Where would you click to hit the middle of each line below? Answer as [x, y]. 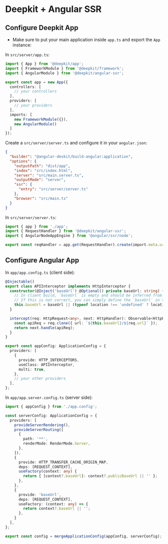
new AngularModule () [35, 124]
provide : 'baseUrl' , [40, 494]
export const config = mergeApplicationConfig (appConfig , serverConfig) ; [84, 536]
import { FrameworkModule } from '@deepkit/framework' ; [64, 68]
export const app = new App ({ [37, 82]
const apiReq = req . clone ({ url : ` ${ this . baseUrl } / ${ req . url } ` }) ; [86, 323]
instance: [22, 45]
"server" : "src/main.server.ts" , [49, 175]
